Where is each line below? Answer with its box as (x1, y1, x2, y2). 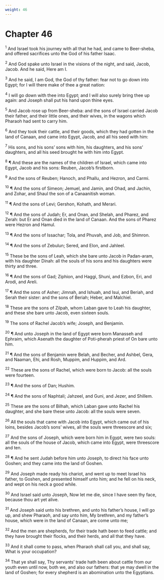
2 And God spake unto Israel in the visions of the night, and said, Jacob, (5, 60, 151, 67)
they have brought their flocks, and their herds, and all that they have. (5, 533, 146, 539)
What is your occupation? (5, 549, 57, 554)
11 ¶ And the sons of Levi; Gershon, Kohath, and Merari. (5, 200, 117, 207)
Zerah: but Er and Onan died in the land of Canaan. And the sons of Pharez (5, 217, 157, 223)
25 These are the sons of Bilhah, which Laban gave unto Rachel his (5, 403, 140, 409)
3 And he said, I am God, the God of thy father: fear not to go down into (5, 76, 149, 83)
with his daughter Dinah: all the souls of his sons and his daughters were (5, 258, 152, 264)
